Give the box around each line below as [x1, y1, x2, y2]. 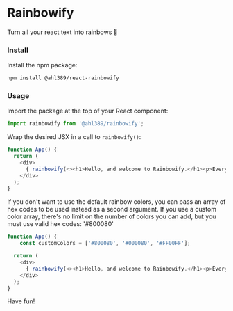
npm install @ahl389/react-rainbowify [7, 74, 119, 81]
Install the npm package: [7, 61, 78, 70]
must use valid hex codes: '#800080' [7, 220, 114, 228]
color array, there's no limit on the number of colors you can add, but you [7, 212, 216, 221]
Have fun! [7, 297, 35, 305]
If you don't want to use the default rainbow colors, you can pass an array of [7, 198, 226, 206]
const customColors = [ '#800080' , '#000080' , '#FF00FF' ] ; [19, 240, 191, 247]
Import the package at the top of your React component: [7, 106, 169, 115]
